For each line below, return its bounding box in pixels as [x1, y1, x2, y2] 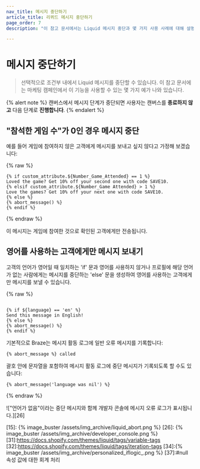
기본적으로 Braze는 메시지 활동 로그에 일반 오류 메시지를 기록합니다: [6, 339, 164, 346]
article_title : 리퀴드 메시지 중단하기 [6, 14, 93, 20]
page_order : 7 [6, 20, 42, 26]
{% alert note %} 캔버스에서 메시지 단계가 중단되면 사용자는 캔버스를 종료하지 [6, 99, 187, 106]
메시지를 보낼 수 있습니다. [12, 278, 71, 285]
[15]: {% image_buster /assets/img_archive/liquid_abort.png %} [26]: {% [6, 424, 183, 431]
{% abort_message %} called [6, 351, 76, 357]
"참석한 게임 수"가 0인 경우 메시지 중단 [6, 126, 139, 136]
